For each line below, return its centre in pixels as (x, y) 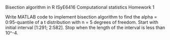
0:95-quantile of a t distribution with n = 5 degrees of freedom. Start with (82, 22)
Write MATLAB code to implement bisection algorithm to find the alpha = (81, 17)
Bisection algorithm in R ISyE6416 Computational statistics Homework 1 (80, 7)
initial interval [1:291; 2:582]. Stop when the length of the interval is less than (85, 27)
